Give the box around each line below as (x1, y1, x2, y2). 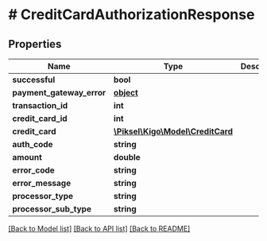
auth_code (12, 139, 53, 150)
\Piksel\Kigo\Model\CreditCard (114, 126, 233, 137)
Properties (8, 37, 62, 51)
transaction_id (12, 100, 68, 111)
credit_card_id (12, 113, 68, 124)
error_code (12, 165, 56, 176)
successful (12, 74, 56, 85)
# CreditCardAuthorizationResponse (8, 6, 255, 24)
